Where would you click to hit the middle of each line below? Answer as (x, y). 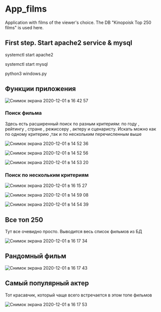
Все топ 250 (24, 220)
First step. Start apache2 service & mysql (69, 43)
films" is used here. (24, 27)
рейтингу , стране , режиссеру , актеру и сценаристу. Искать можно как (81, 129)
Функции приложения (40, 89)
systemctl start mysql (26, 64)
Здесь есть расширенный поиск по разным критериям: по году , (72, 124)
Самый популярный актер (47, 283)
